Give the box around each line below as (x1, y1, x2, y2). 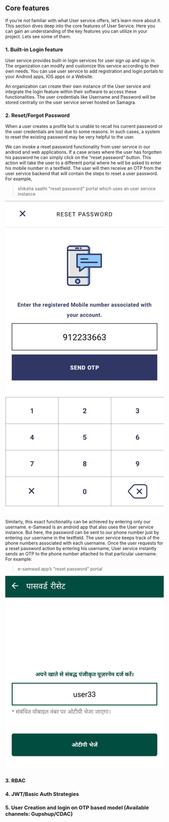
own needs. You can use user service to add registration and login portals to (5, 68, 163, 75)
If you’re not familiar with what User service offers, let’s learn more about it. (5, 17, 161, 23)
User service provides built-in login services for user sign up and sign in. (5, 57, 156, 63)
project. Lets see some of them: (5, 33, 71, 39)
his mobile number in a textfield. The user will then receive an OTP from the (5, 165, 162, 171)
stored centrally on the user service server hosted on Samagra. (5, 99, 137, 105)
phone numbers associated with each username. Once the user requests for (5, 540, 163, 546)
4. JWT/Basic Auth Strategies (5, 791, 79, 798)
